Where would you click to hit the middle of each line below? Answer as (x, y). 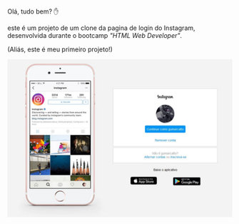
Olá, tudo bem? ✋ (33, 11)
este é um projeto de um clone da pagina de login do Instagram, (101, 28)
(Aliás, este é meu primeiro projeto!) (60, 49)
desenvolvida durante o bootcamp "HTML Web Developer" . (95, 35)
